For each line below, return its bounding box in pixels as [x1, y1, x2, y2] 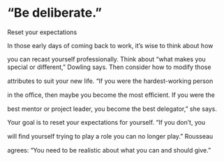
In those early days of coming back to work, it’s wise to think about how [7, 41, 214, 49]
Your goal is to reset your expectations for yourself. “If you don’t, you [7, 118, 206, 126]
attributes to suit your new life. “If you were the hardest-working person [7, 77, 214, 85]
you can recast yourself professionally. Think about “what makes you [7, 54, 206, 63]
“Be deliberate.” [7, 5, 103, 21]
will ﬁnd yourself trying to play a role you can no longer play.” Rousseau [7, 132, 214, 140]
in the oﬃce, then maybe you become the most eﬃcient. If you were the [7, 91, 215, 99]
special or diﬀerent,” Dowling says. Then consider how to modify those [7, 63, 211, 71]
